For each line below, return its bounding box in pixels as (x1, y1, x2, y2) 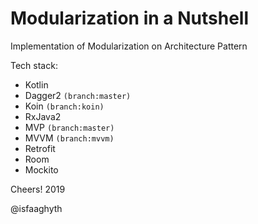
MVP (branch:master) (24, 121, 115, 133)
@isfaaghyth (10, 202, 63, 214)
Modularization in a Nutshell (10, 7, 249, 30)
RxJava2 (24, 110, 62, 122)
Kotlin (24, 78, 49, 91)
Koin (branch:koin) (24, 100, 105, 112)
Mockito (24, 163, 59, 176)
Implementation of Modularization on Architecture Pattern (10, 40, 248, 52)
